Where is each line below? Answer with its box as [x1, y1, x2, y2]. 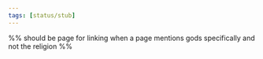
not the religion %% [8, 41, 73, 51]
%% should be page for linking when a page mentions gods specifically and [8, 33, 256, 42]
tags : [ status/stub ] [8, 11, 76, 20]
